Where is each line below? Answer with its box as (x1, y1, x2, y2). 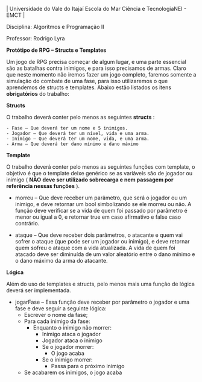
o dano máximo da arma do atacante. (14, 257, 108, 264)
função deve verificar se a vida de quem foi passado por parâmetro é (14, 207, 188, 214)
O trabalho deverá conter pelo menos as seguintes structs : (6, 114, 155, 121)
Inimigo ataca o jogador (42, 331, 101, 337)
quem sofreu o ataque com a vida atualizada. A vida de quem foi (14, 244, 176, 251)
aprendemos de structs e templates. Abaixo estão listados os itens (6, 84, 172, 91)
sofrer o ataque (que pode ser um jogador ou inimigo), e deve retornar (14, 238, 190, 245)
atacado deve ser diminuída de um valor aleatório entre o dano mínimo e (14, 251, 195, 258)
